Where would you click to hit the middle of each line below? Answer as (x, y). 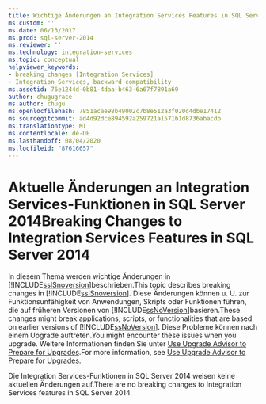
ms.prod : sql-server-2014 (51, 38)
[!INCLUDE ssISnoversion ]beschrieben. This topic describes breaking (120, 285)
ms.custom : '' (32, 23)
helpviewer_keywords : (44, 67)
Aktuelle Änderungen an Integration (129, 187)
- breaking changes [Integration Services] (81, 74)
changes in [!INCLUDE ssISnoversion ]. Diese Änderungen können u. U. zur (129, 293)
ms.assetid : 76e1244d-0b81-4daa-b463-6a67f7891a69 (93, 89)
